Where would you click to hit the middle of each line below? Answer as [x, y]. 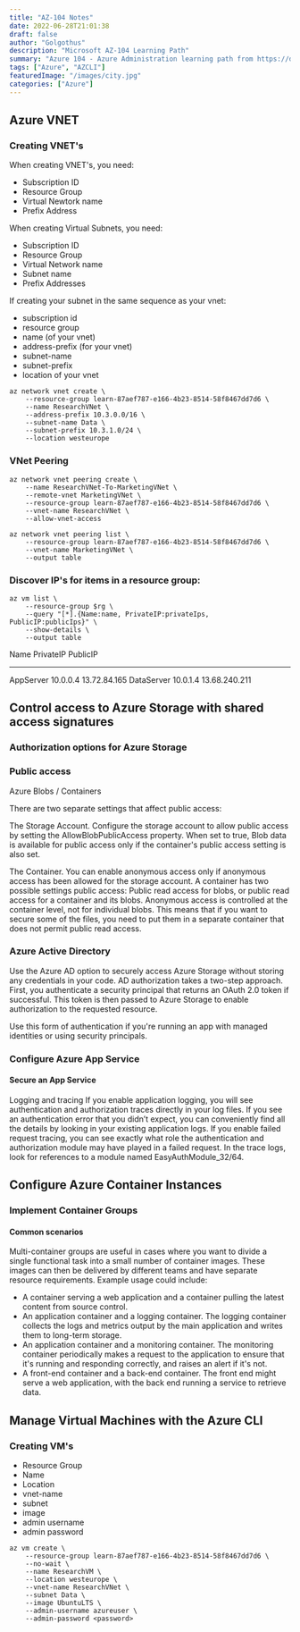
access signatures [62, 722]
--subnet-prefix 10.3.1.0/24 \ [83, 431]
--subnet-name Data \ [65, 423]
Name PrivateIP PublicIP [54, 654]
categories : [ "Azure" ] [51, 84]
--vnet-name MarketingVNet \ [79, 550]
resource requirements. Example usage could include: [108, 1280]
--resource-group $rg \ [70, 606]
